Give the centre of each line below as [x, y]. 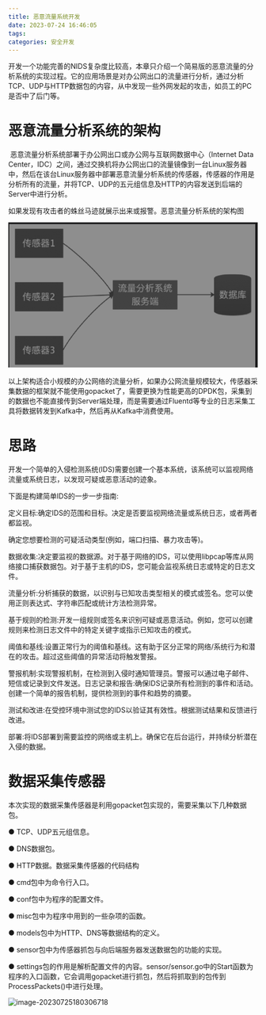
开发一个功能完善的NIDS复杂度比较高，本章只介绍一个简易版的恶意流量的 [127, 67]
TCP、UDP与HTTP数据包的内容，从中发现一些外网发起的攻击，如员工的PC [130, 86]
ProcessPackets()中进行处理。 [58, 986]
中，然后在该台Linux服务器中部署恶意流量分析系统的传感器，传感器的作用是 [131, 174]
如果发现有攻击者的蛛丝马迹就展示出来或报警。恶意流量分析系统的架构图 [126, 211]
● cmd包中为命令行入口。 [51, 882]
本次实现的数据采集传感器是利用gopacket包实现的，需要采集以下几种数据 [127, 805]
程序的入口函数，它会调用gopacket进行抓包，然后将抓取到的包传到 [117, 976]
